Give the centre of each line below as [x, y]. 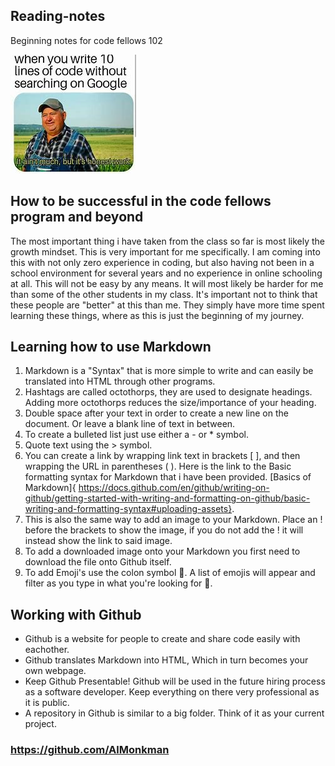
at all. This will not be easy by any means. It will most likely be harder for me [167, 283]
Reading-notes [58, 16]
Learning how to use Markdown [111, 347]
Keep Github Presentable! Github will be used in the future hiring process [175, 681]
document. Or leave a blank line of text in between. [130, 424]
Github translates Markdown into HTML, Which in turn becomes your [166, 660]
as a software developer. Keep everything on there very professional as [172, 692]
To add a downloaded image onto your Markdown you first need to [162, 551]
